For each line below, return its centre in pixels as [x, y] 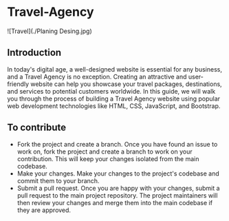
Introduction [34, 53]
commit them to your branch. [58, 180]
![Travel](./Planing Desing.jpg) [50, 31]
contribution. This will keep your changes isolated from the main [108, 158]
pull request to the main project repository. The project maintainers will [117, 195]
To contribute [37, 128]
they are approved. [44, 210]
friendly [18, 84]
